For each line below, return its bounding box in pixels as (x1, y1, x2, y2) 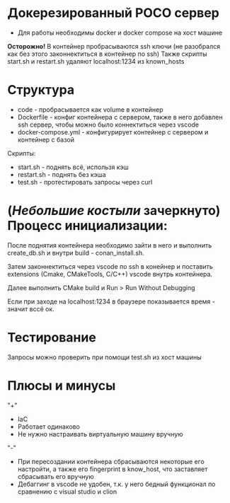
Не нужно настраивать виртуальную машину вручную (17, 429, 183, 438)
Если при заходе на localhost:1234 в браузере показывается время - (7, 297, 216, 306)
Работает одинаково (17, 422, 80, 431)
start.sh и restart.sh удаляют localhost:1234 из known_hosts (7, 57, 185, 65)
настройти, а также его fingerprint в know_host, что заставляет (17, 465, 208, 473)
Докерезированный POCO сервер (7, 5, 219, 21)
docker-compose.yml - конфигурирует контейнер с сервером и (17, 127, 209, 136)
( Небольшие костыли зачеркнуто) (7, 203, 221, 219)
